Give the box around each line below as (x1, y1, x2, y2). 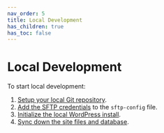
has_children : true (7, 23, 64, 30)
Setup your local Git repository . (17, 96, 107, 104)
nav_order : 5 (7, 10, 45, 17)
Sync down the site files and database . (17, 118, 129, 126)
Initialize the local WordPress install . (17, 110, 121, 118)
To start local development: (7, 82, 86, 91)
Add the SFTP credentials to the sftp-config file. (17, 103, 158, 112)
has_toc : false (7, 29, 52, 37)
